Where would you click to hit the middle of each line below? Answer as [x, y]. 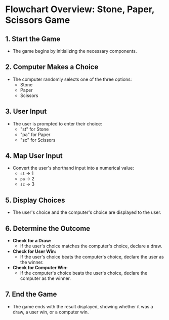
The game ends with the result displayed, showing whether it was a [83, 306]
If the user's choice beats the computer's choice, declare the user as [92, 257]
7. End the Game [31, 294]
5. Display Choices [35, 200]
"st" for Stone [34, 129]
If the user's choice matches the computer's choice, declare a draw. [91, 246]
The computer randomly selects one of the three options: [72, 79]
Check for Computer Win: [40, 268]
